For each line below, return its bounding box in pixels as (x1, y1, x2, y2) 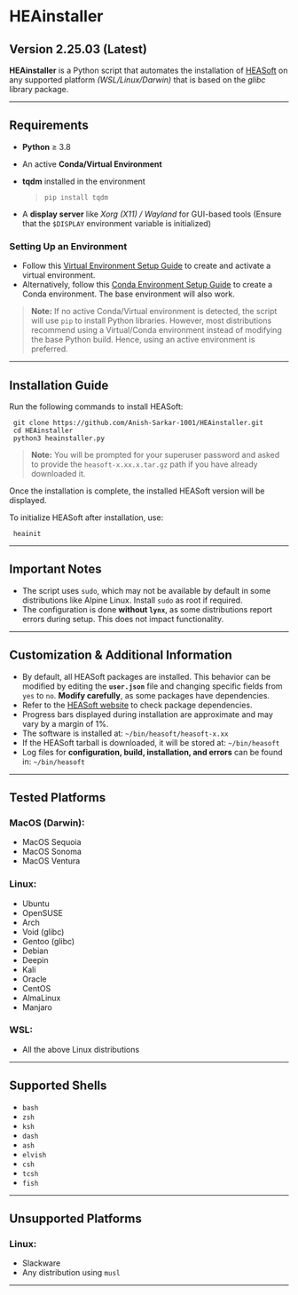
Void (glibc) (21, 926, 65, 937)
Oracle (21, 974, 47, 984)
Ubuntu (21, 898, 51, 909)
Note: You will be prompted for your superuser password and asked (30, 449, 280, 460)
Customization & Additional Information (9, 648, 232, 663)
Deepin (21, 954, 49, 965)
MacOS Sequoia (21, 837, 82, 848)
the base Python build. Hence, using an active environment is (30, 335, 255, 345)
